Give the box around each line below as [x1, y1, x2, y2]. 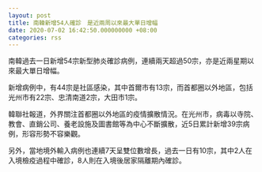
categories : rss [8, 33, 62, 42]
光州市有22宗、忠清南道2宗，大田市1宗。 [8, 92, 142, 103]
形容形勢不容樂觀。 [21, 129, 85, 139]
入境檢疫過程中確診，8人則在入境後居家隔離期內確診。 [8, 155, 186, 166]
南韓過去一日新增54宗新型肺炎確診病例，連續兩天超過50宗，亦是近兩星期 [8, 56, 248, 65]
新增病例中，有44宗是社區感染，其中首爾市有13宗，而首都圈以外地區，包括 [8, 83, 253, 92]
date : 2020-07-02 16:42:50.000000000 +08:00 [8, 26, 158, 34]
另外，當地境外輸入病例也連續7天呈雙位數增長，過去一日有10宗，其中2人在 [8, 146, 253, 155]
